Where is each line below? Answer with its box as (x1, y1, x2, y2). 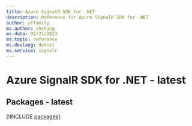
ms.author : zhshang (6, 25, 55, 32)
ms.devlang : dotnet (6, 42, 55, 48)
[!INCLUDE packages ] (6, 113, 61, 120)
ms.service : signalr (6, 48, 58, 54)
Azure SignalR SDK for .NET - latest (6, 73, 186, 87)
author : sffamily (6, 20, 50, 26)
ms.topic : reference (6, 36, 58, 42)
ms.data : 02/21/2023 (6, 31, 58, 37)
